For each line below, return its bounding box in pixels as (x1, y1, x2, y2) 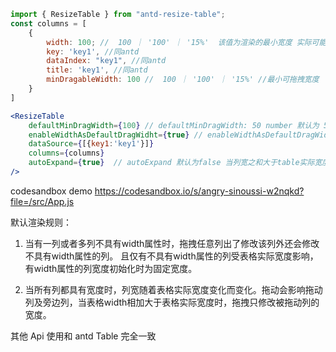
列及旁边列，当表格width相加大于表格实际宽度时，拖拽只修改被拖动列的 (24, 296, 320, 308)
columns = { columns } (28, 148, 105, 159)
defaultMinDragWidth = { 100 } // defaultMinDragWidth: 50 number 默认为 (28, 120, 320, 130)
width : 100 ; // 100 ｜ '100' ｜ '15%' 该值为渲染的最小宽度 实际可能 (46, 37, 327, 47)
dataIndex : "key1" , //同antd (46, 56, 167, 66)
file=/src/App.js (10, 195, 75, 207)
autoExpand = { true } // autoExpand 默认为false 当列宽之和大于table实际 (28, 158, 315, 168)
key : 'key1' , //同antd (46, 46, 140, 57)
